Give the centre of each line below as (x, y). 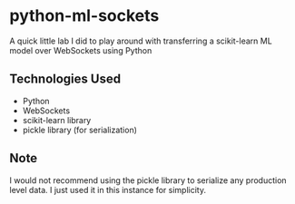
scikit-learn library (57, 120)
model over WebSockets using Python (81, 50)
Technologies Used (65, 79)
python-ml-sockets (84, 16)
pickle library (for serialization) (80, 130)
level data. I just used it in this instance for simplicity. (108, 189)
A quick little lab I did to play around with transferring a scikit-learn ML (141, 41)
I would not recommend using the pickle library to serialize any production (148, 180)
